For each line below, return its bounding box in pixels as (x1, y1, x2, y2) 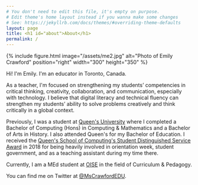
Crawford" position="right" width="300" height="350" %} (6, 59, 148, 66)
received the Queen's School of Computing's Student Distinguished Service (6, 137, 191, 144)
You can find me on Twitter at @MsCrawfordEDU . (6, 173, 127, 179)
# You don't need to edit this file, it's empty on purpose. (6, 8, 160, 15)
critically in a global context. (6, 107, 75, 113)
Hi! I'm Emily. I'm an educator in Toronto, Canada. (6, 70, 127, 77)
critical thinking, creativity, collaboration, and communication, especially (6, 88, 182, 95)
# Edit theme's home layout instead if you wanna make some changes (6, 14, 178, 20)
